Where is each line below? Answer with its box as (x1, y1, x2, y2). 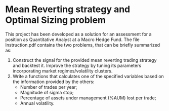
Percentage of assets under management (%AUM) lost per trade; (20, 95, 156, 101)
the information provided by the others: (12, 79, 95, 85)
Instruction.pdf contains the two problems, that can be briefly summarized (5, 42, 160, 48)
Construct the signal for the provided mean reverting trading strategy (12, 57, 157, 63)
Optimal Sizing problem (5, 14, 106, 26)
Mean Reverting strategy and (5, 4, 131, 15)
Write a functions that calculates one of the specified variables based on (12, 73, 164, 79)
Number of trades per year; (20, 84, 77, 90)
